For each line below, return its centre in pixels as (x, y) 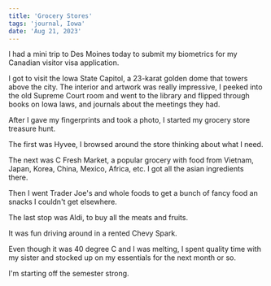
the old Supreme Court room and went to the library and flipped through (129, 96)
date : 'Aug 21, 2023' (45, 31)
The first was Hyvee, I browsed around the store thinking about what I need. (136, 145)
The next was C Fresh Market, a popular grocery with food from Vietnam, (131, 160)
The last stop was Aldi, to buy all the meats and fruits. (98, 218)
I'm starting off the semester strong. (69, 274)
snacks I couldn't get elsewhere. (63, 202)
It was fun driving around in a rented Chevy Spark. (93, 233)
